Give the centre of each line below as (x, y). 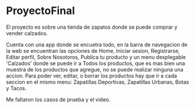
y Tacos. (16, 88)
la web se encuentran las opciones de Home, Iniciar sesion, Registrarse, (93, 50)
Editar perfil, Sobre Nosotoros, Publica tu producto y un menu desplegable (96, 57)
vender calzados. (27, 33)
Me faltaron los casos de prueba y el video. (58, 99)
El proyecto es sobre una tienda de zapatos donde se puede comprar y (92, 27)
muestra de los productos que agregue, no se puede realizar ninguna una (95, 69)
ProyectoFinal (40, 11)
